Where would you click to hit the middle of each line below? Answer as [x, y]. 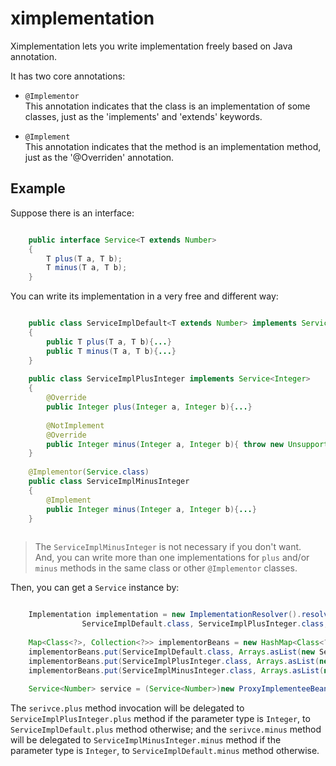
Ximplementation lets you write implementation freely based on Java [151, 46]
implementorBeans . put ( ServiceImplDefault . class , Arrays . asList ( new [171, 652]
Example [38, 188]
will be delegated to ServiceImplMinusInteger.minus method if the [146, 740]
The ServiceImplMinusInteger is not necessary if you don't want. [168, 547]
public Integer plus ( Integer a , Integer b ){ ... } [149, 407]
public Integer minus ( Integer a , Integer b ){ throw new [165, 444]
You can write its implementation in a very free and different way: [144, 296]
